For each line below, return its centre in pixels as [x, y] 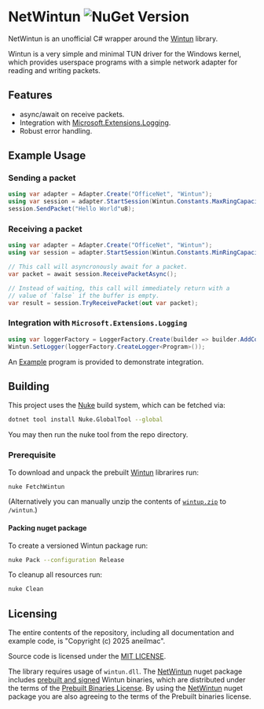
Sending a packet [42, 178]
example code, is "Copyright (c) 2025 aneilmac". [87, 641]
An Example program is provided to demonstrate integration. [106, 362]
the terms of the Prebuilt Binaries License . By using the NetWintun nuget [126, 689]
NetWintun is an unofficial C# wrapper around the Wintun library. [113, 39]
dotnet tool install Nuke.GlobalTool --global [86, 420]
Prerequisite [32, 455]
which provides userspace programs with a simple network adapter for [123, 62]
